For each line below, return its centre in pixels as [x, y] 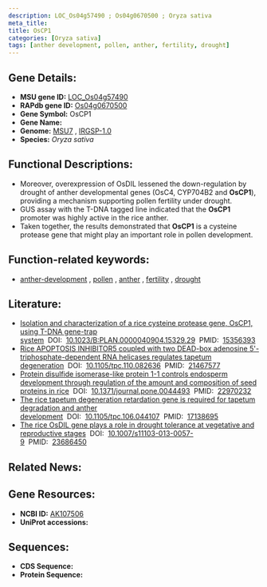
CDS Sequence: [47, 566]
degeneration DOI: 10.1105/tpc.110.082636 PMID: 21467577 [120, 366]
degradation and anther [59, 408]
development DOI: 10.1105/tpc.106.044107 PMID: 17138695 [119, 417]
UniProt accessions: [54, 522]
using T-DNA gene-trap [59, 331]
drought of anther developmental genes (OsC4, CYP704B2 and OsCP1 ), [138, 192]
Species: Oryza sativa [57, 139]
